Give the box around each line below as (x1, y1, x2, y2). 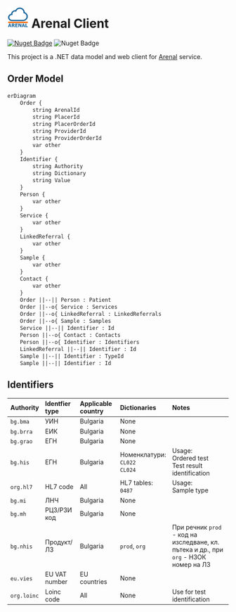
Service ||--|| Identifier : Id (20, 324, 114, 331)
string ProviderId (32, 127, 86, 134)
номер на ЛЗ (171, 561, 211, 569)
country (79, 407, 104, 416)
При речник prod (171, 523, 222, 532)
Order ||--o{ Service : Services (20, 303, 118, 310)
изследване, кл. (171, 538, 220, 547)
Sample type (171, 486, 209, 495)
